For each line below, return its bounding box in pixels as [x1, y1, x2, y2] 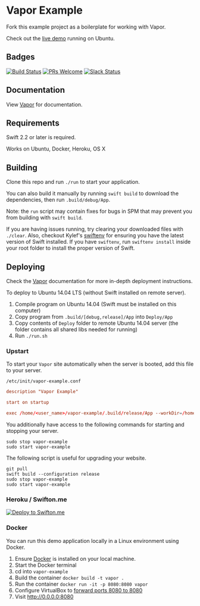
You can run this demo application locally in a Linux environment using [6, 537, 179, 544]
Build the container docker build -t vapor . [14, 574, 124, 581]
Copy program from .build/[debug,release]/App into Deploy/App [14, 313, 173, 320]
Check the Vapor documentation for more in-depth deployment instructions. [6, 278, 193, 284]
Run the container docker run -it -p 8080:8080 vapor [14, 580, 148, 588]
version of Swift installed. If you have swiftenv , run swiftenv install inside [6, 238, 191, 246]
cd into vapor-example [14, 567, 68, 574]
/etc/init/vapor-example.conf [6, 378, 82, 384]
